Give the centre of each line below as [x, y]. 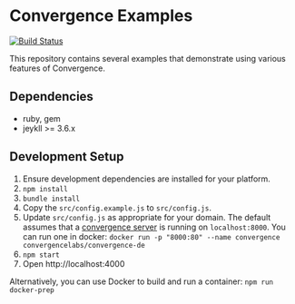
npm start [41, 255]
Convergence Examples [101, 16]
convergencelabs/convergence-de [84, 245]
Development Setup [67, 157]
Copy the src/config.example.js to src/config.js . [117, 207]
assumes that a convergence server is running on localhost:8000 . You [154, 227]
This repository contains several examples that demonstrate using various [147, 58]
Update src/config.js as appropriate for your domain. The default [147, 217]
